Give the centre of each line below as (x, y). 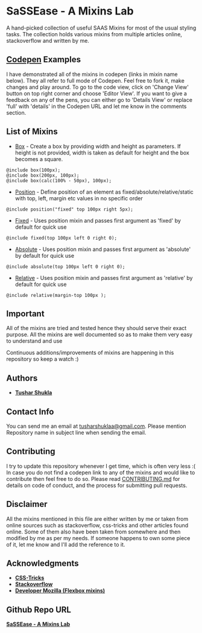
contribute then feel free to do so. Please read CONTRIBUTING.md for (93, 479)
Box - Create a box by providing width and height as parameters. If (98, 146)
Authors (22, 378)
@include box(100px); (33, 170)
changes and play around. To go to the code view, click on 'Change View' (97, 87)
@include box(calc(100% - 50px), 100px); (59, 180)
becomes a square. (39, 159)
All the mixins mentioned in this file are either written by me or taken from (97, 519)
